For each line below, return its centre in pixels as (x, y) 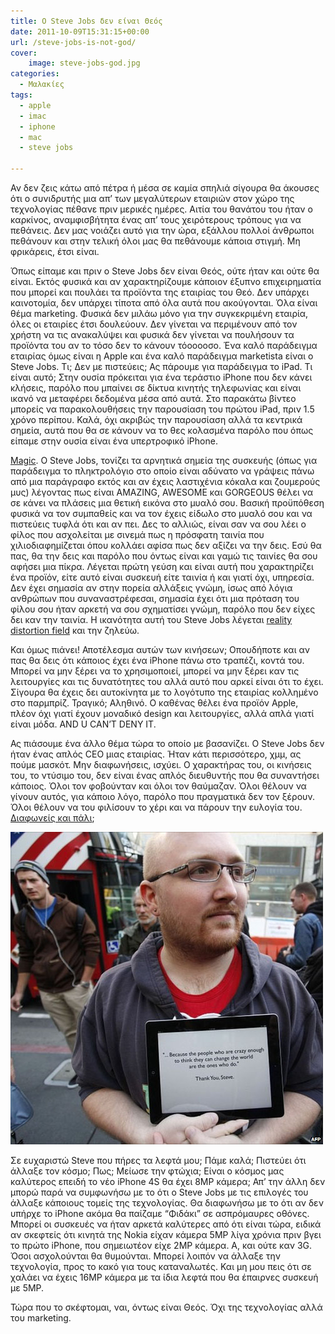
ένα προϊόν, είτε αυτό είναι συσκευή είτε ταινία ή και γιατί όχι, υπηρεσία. (162, 577)
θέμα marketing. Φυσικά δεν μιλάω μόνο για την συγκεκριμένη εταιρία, (159, 313)
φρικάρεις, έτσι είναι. (55, 251)
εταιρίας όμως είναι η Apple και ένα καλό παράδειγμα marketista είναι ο (162, 356)
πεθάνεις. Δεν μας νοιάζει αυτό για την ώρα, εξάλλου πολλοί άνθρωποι (162, 230)
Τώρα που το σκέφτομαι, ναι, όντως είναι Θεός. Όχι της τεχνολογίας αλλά (166, 1307)
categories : (35, 74)
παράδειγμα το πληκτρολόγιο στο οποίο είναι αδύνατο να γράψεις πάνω (162, 471)
